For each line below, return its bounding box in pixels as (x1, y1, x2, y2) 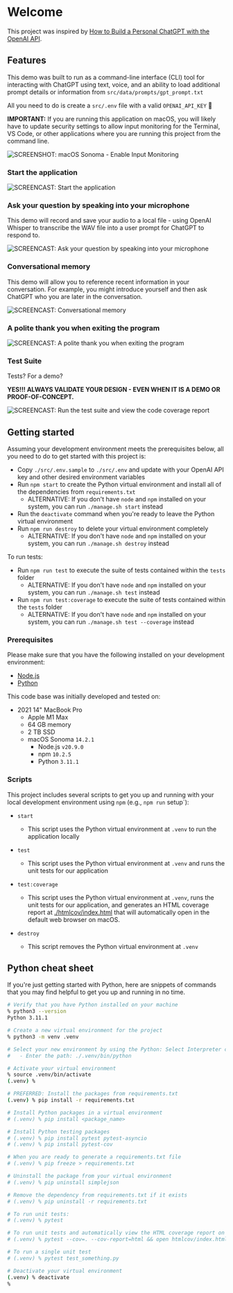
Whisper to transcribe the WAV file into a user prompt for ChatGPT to (7, 223, 205, 232)
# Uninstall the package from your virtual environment (7, 1173, 172, 1180)
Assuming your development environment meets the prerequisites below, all (7, 445, 224, 453)
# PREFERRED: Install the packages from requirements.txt (7, 1090, 178, 1097)
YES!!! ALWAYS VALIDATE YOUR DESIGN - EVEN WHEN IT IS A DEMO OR (7, 386, 221, 394)
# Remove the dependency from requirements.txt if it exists (7, 1191, 188, 1199)
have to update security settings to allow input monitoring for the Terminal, (7, 122, 221, 130)
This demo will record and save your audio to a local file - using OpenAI (7, 216, 212, 225)
